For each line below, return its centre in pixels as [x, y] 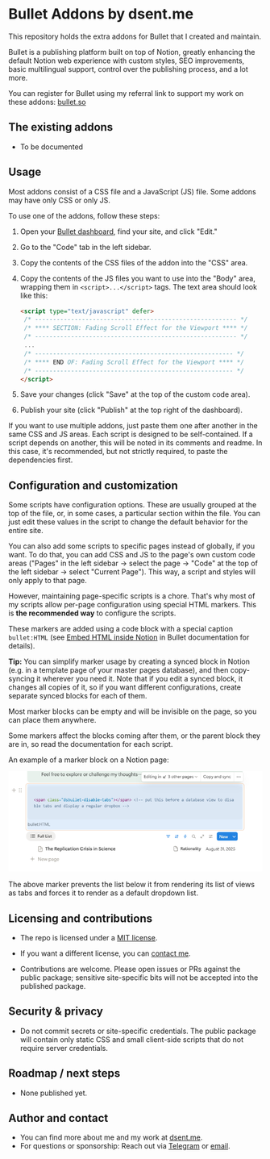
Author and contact [58, 1118]
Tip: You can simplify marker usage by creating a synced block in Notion [129, 661]
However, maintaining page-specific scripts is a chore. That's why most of [132, 596]
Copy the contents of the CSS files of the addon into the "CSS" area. [134, 262]
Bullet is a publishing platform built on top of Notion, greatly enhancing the [132, 52]
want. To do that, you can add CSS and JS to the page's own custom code [132, 555]
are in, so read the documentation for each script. [91, 744]
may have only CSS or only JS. [59, 200]
